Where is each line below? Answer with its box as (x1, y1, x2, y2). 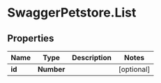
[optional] (118, 64, 151, 74)
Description (72, 53, 112, 62)
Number (37, 64, 66, 74)
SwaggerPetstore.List (7, 5, 137, 21)
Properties (7, 33, 54, 44)
